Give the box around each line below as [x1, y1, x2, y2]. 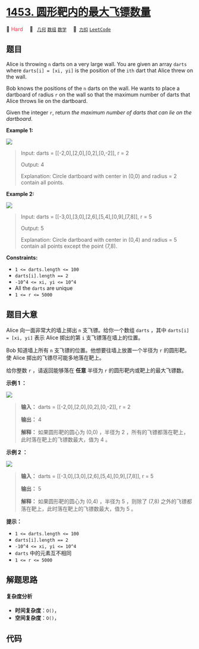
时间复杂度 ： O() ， [14, 607, 60, 614]
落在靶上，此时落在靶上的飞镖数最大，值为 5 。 [20, 505, 137, 512]
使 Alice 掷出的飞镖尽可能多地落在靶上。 [6, 354, 105, 361]
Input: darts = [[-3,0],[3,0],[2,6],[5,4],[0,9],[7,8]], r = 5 [20, 213, 152, 220]
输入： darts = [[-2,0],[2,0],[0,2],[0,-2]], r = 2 [20, 403, 131, 410]
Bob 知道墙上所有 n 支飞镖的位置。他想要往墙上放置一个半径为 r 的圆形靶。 [6, 347, 190, 354]
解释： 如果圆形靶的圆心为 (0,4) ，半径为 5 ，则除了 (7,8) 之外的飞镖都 [20, 498, 192, 505]
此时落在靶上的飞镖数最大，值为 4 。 [20, 436, 111, 443]
